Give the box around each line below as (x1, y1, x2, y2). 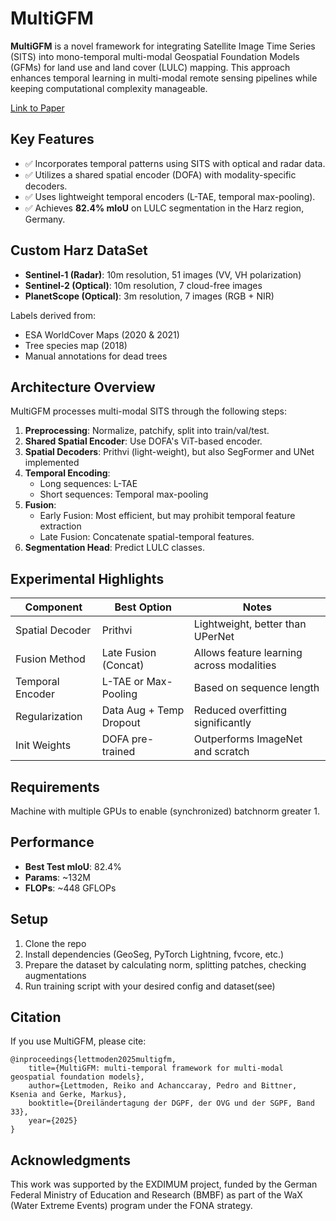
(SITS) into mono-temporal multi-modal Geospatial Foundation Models (10, 50, 300, 62)
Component (24, 600, 83, 614)
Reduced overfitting (193, 703, 287, 717)
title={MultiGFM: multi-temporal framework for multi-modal (28, 1063, 284, 1074)
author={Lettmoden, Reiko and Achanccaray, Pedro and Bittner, (28, 1081, 298, 1091)
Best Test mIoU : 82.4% (24, 860, 123, 872)
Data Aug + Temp (101, 703, 185, 717)
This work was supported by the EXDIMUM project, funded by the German (10, 1178, 318, 1191)
